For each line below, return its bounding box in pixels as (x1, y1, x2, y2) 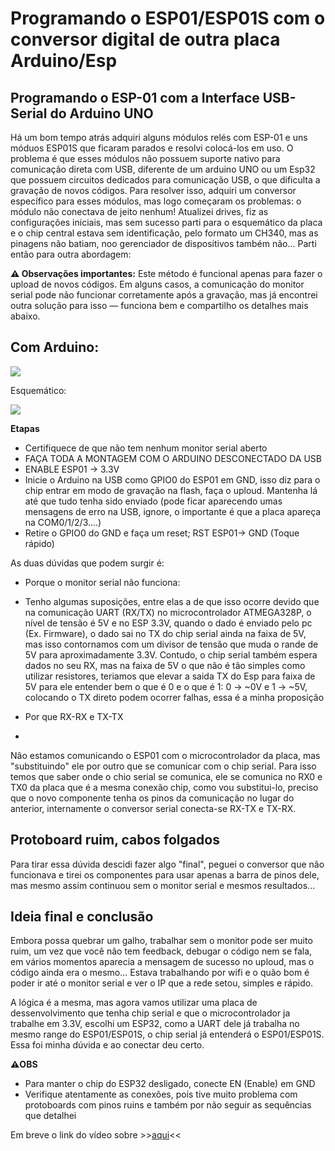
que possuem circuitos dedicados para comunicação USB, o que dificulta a (10, 174, 321, 186)
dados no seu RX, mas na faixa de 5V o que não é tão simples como (24, 659, 306, 671)
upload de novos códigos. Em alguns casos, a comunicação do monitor (10, 278, 305, 290)
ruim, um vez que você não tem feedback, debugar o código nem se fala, (10, 945, 313, 957)
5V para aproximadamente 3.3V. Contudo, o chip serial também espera (24, 648, 318, 661)
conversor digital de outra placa (10, 28, 281, 51)
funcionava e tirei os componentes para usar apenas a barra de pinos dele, (10, 868, 320, 881)
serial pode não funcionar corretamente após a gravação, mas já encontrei (10, 289, 318, 301)
